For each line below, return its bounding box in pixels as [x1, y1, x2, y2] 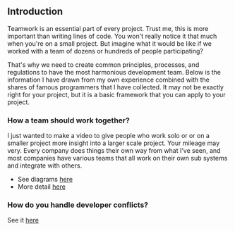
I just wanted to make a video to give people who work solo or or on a [7, 132, 210, 140]
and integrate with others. [7, 161, 83, 170]
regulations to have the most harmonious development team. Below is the [7, 68, 221, 76]
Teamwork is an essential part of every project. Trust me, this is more [7, 24, 209, 32]
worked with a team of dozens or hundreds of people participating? [7, 46, 203, 55]
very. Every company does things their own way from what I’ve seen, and [7, 146, 221, 155]
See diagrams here [17, 175, 73, 184]
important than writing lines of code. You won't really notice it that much [7, 32, 217, 40]
